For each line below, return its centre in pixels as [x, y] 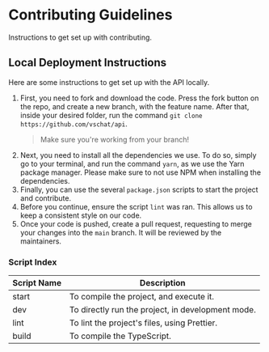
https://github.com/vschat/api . [74, 124]
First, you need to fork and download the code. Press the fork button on [139, 98]
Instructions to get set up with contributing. [80, 37]
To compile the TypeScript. [120, 336]
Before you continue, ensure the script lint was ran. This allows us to [136, 206]
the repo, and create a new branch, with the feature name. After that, [134, 106]
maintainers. [41, 241]
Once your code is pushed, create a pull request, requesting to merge [136, 223]
